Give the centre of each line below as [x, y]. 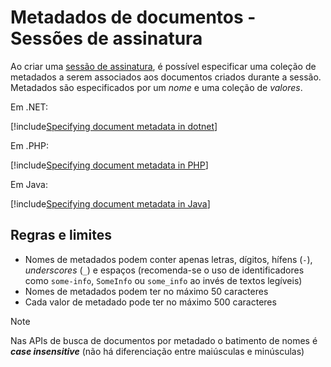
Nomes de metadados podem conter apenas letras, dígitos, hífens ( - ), [168, 259]
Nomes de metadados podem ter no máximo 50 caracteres [146, 291]
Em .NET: [29, 107]
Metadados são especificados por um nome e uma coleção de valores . [156, 87]
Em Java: [29, 184]
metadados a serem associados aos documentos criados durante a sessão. [166, 77]
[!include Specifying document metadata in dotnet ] [114, 126]
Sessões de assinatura [106, 38]
